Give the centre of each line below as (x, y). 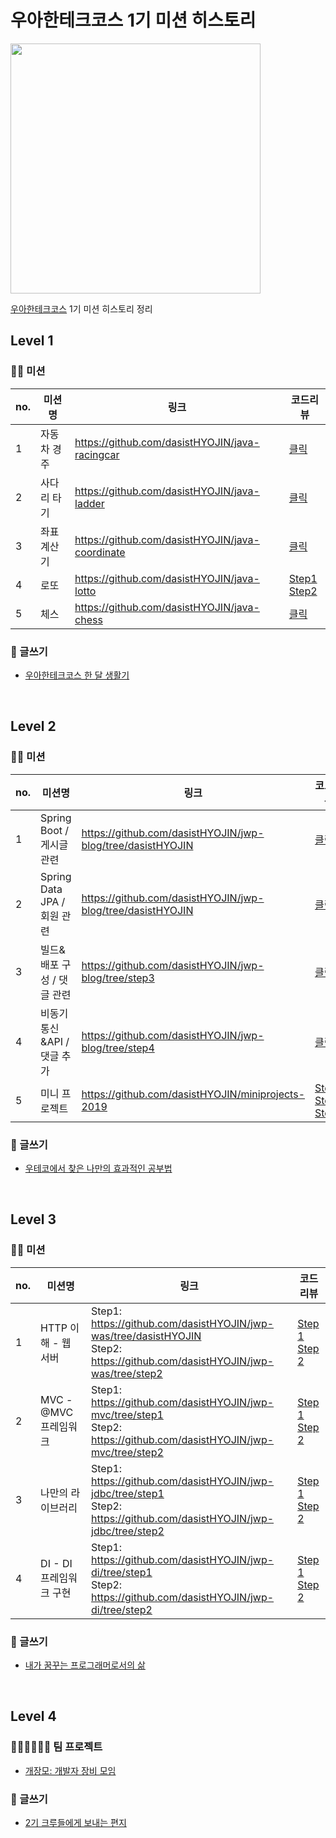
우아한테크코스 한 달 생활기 (77, 675)
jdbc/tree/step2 (128, 1531)
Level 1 (32, 341)
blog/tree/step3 (118, 978)
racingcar (97, 454)
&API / (55, 1041)
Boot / (55, 830)
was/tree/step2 (127, 1373)
